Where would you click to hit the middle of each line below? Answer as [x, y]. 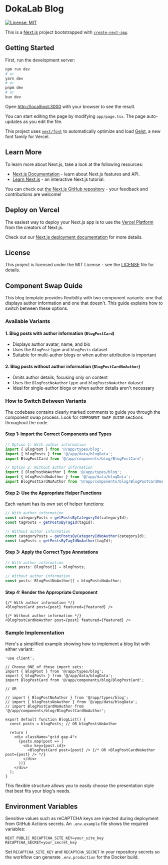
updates [14, 121]
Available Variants [28, 321]
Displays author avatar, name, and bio [51, 344]
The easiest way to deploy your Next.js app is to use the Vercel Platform [79, 222]
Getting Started [30, 48]
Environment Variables [41, 807]
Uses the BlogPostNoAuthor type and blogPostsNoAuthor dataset [78, 383]
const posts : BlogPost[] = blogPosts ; [45, 567]
